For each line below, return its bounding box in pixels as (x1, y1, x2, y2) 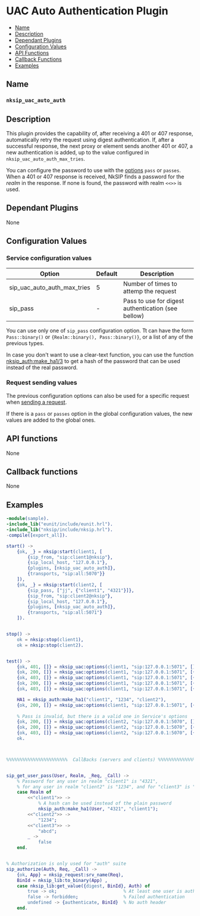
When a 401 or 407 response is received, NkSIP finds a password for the (6, 173, 185, 180)
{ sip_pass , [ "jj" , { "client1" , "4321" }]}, (27, 587, 135, 593)
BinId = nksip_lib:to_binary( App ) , (17, 877, 108, 883)
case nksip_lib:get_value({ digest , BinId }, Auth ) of (17, 883, 151, 889)
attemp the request (123, 287, 177, 295)
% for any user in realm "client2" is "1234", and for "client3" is (17, 784, 190, 790)
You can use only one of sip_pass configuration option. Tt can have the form (6, 327, 193, 334)
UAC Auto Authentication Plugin (6, 4, 168, 18)
